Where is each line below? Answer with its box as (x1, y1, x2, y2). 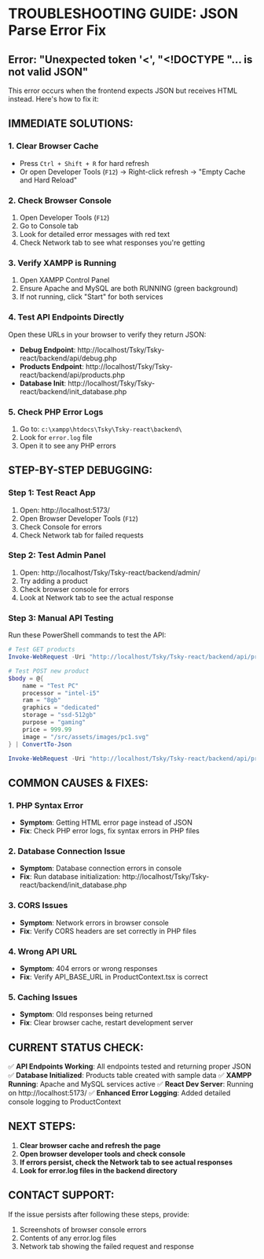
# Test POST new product (8, 666, 90, 675)
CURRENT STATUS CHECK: (8, 1040, 144, 1054)
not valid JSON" (8, 65, 89, 79)
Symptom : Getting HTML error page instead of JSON (19, 818, 192, 827)
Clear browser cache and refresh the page (19, 1140, 161, 1150)
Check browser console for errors (19, 584, 130, 594)
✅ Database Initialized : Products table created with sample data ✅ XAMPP (8, 1071, 252, 1080)
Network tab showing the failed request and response (19, 1241, 194, 1251)
